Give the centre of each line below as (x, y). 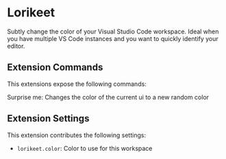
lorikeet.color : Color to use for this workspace (85, 148)
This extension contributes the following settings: (76, 135)
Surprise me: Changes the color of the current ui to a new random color (108, 97)
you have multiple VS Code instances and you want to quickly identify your (113, 38)
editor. (16, 46)
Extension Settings (48, 118)
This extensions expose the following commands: (77, 84)
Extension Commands (55, 67)
